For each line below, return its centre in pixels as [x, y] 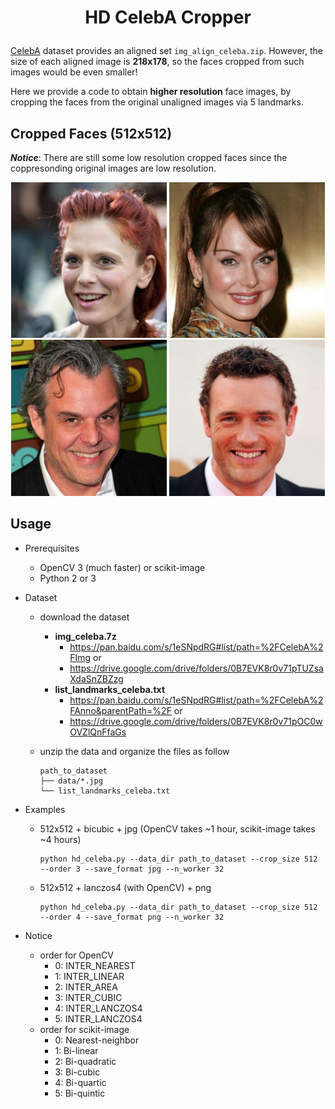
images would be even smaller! [74, 72]
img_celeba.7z [85, 636]
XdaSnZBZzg [96, 678]
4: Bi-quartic [80, 1082]
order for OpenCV [76, 955]
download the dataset [84, 617]
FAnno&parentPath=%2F [120, 710]
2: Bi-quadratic [85, 1061]
